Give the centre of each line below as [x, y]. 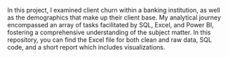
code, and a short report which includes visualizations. [86, 47]
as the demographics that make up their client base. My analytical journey [114, 17]
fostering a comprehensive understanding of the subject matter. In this [109, 32]
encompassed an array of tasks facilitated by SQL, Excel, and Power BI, [110, 25]
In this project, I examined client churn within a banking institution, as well [114, 10]
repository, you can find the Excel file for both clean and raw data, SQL [110, 40]
